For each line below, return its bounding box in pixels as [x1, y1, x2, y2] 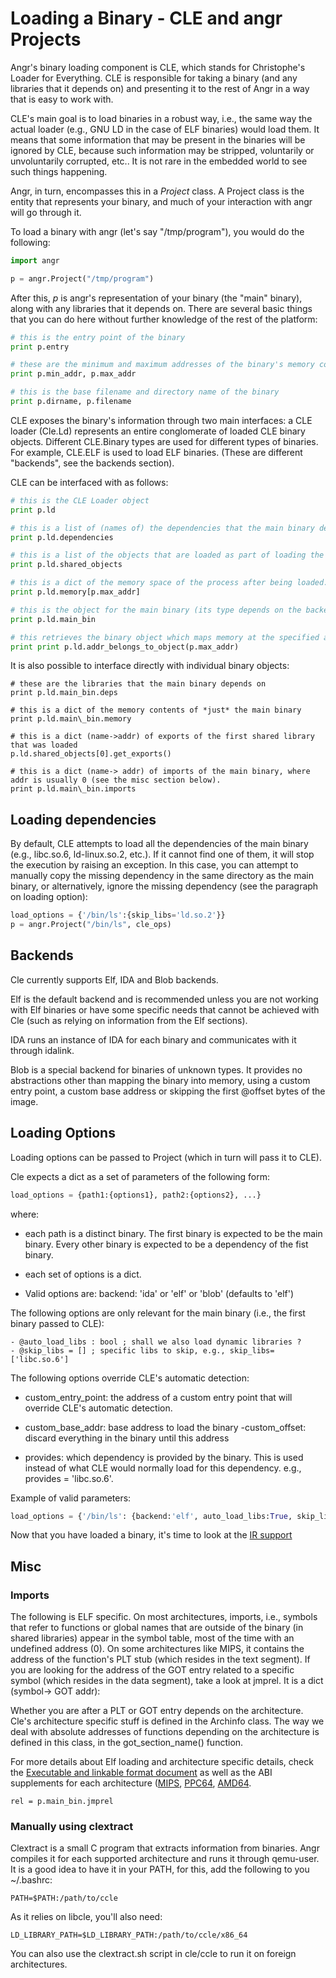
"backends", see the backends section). [10, 457, 175, 469]
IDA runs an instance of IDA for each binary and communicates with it [10, 1033, 297, 1046]
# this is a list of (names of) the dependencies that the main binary [10, 523, 315, 533]
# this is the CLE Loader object [10, 495, 150, 506]
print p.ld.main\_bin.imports [10, 784, 137, 794]
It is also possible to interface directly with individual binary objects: [10, 660, 290, 672]
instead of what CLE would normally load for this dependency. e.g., [24, 1462, 302, 1474]
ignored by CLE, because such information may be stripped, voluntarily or [10, 144, 315, 156]
